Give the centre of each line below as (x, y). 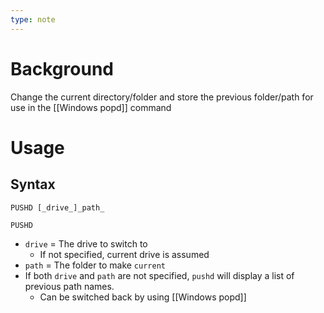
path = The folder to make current (95, 265)
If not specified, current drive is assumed (124, 254)
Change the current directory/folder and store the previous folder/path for (162, 97)
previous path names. (69, 286)
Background (62, 68)
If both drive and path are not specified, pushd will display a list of (159, 275)
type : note (33, 19)
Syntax (33, 184)
